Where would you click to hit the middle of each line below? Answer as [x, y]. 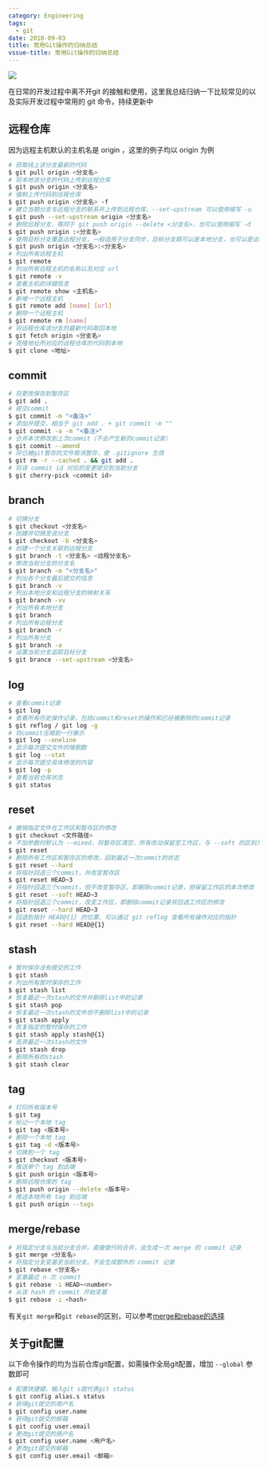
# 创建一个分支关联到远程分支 [51, 549]
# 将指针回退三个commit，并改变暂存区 [64, 873]
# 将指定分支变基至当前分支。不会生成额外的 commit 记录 [92, 1263]
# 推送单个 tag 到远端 [42, 1167]
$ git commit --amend [44, 446]
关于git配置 [36, 1343]
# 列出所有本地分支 [36, 608]
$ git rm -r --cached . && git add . [71, 461]
